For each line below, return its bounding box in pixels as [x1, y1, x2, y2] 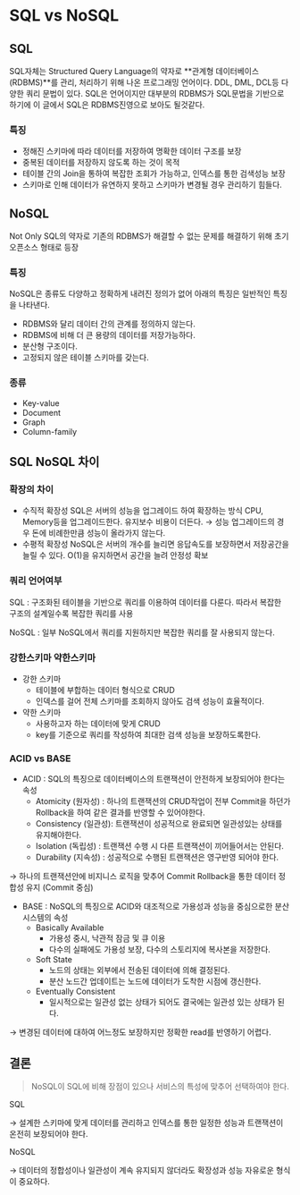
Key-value [21, 397, 60, 408]
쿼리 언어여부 [9, 574, 62, 587]
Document [21, 407, 61, 418]
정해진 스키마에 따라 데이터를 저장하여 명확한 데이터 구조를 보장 [21, 146, 242, 157]
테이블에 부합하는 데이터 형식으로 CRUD [35, 684, 176, 695]
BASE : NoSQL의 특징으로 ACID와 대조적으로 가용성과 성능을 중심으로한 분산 [21, 901, 290, 912]
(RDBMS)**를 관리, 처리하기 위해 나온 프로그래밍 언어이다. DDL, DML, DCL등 [9, 77, 279, 88]
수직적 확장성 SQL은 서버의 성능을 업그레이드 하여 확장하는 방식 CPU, [21, 505, 263, 516]
